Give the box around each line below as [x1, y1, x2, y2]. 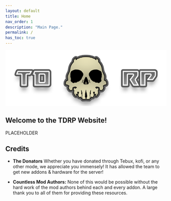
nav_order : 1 [5, 19, 33, 24]
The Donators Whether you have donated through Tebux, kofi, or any [12, 158, 160, 164]
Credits [5, 144, 30, 153]
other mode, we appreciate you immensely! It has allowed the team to [12, 164, 160, 170]
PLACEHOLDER [5, 130, 38, 136]
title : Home [5, 13, 31, 19]
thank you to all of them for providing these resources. [12, 190, 128, 196]
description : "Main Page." [5, 25, 63, 30]
